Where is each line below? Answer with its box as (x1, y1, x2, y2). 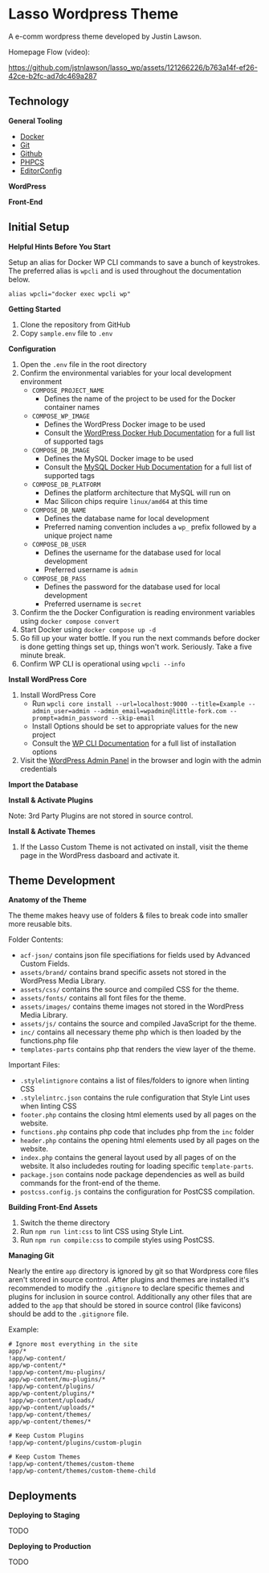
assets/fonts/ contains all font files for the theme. (19, 993, 186, 1003)
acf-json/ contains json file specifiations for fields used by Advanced (19, 951, 251, 960)
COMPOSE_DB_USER (31, 540, 87, 548)
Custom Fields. (19, 959, 70, 968)
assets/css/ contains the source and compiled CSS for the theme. (19, 985, 239, 994)
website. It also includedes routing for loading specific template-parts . (19, 1161, 255, 1171)
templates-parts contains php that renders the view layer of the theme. (19, 1044, 256, 1055)
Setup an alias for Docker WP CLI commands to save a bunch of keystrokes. (8, 257, 261, 266)
